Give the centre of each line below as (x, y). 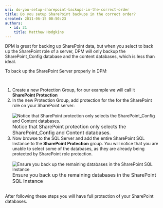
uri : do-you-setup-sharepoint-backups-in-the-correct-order (67, 9)
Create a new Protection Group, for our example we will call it (73, 90)
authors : (14, 23)
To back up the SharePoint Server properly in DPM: (56, 71)
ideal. (10, 62)
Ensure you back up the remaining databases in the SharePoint (84, 175)
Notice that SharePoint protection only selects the (69, 126)
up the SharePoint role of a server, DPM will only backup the (65, 51)
